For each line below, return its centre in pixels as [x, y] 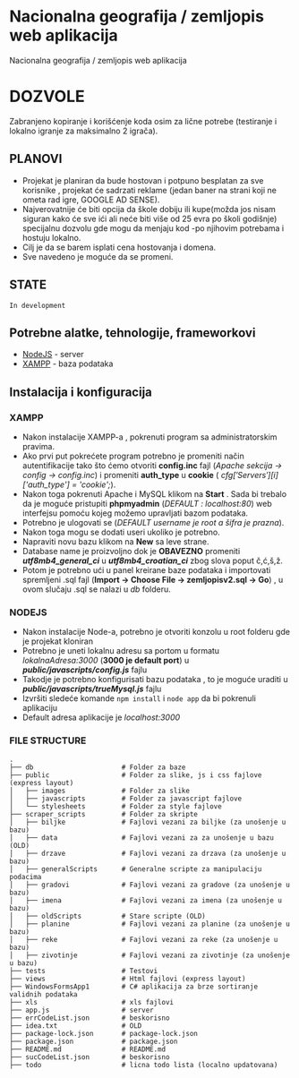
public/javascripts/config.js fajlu [85, 670]
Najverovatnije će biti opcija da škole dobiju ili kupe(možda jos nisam [149, 209]
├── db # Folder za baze [98, 767]
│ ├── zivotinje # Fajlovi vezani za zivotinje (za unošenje [150, 955]
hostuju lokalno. [51, 237]
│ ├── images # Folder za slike [100, 791]
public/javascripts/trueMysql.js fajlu [92, 689]
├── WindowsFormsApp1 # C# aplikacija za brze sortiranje [133, 987]
